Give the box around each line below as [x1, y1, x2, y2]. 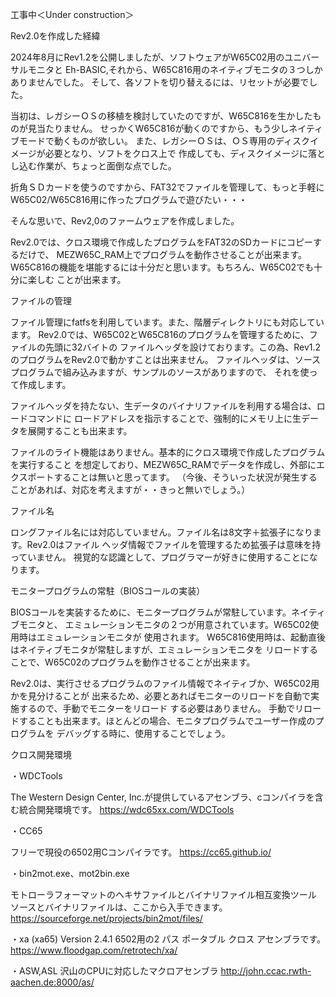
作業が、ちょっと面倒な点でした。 [36, 160, 177, 172]
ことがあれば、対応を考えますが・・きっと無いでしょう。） [10, 484, 251, 495]
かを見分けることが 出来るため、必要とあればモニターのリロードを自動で [10, 690, 311, 702]
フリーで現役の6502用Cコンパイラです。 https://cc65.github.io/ [10, 846, 272, 858]
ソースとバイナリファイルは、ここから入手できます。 [10, 901, 228, 913]
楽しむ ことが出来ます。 [27, 274, 127, 285]
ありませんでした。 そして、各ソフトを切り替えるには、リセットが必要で [10, 76, 310, 88]
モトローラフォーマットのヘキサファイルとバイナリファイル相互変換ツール [10, 889, 317, 900]
